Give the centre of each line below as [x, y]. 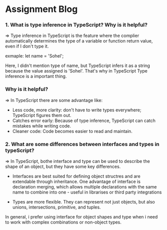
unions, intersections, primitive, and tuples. [57, 207]
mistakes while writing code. [42, 125]
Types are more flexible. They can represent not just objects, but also [84, 202]
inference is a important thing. [36, 76]
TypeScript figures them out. [42, 115]
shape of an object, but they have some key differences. [63, 166]
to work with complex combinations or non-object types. [63, 222]
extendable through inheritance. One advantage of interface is [76, 181]
